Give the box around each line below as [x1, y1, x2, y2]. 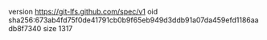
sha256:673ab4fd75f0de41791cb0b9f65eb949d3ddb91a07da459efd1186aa [8, 15, 259, 25]
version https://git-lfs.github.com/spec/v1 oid [8, 7, 158, 16]
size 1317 [43, 24, 73, 33]
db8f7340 [8, 24, 42, 33]
